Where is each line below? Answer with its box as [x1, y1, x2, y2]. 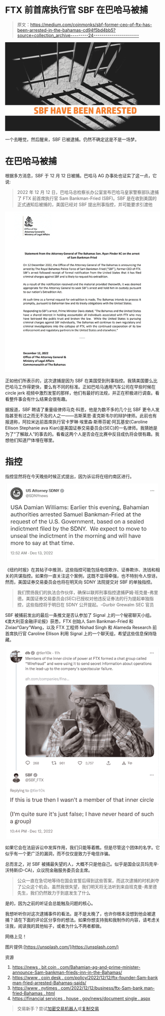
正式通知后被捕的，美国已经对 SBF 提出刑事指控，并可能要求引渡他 [17, 202, 153, 208]
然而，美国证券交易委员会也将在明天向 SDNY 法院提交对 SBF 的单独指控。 [5, 579, 155, 585]
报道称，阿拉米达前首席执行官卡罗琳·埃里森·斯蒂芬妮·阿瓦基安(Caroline [5, 418, 148, 425]
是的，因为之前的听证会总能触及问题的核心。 [5, 901, 96, 906]
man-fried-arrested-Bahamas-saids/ [12, 980, 87, 986]
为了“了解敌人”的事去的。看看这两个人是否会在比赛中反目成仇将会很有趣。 [5, 431, 156, 437]
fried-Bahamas [12, 990, 43, 996]
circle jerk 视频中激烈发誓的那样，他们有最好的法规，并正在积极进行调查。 [5, 390, 156, 396]
